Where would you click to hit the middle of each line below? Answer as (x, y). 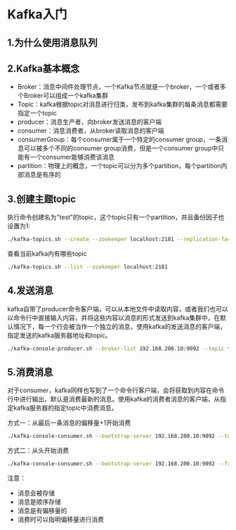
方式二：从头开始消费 (38, 451)
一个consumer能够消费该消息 (72, 157)
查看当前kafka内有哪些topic (47, 254)
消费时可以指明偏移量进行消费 (60, 519)
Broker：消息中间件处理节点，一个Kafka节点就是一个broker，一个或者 (118, 87)
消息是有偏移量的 (42, 511)
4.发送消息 (31, 291)
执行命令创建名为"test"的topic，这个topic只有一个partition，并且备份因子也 (116, 217)
